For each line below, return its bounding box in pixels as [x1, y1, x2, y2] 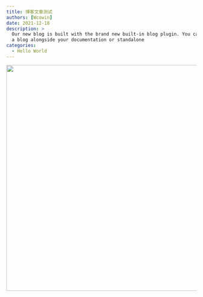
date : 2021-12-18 [6, 20, 50, 26]
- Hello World [11, 48, 47, 54]
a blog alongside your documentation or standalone [11, 37, 145, 43]
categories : [6, 43, 36, 49]
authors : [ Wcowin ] [6, 14, 53, 20]
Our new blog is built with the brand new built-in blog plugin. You [11, 31, 190, 37]
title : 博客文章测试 [6, 8, 53, 15]
